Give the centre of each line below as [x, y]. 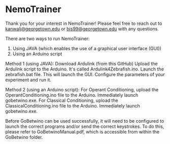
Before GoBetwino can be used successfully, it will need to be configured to [85, 121]
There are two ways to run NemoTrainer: [47, 39]
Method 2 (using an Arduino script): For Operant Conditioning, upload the [82, 89]
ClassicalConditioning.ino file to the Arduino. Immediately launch [73, 105]
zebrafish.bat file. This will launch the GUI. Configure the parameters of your [85, 74]
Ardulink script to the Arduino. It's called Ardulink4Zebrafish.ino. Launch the [84, 69]
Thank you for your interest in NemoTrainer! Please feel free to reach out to [84, 23]
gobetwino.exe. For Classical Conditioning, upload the [62, 100]
